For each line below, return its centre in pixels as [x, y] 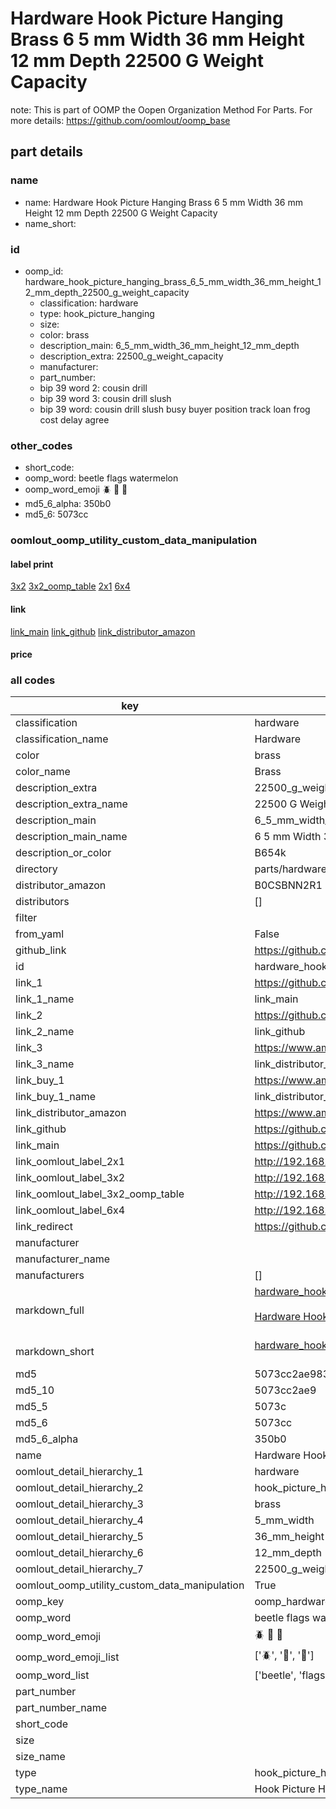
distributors [42, 902]
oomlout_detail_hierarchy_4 [79, 1520]
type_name [41, 1789]
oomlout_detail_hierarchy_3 [79, 1504]
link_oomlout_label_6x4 [70, 1210]
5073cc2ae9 [285, 1390]
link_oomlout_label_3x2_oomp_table [100, 1194]
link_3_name [45, 1064]
